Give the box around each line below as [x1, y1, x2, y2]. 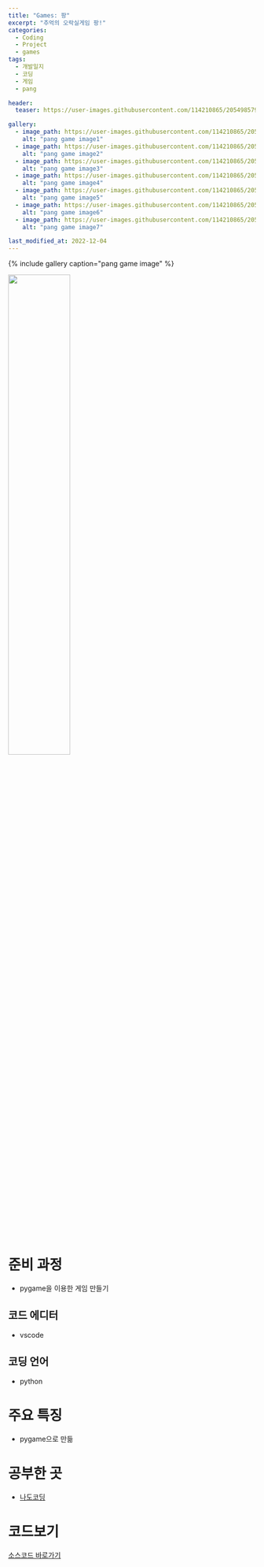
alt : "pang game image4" [22, 179, 104, 188]
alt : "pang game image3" [22, 165, 104, 173]
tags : [8, 56, 26, 64]
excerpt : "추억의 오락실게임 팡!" [8, 19, 106, 27]
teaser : [15, 106, 41, 114]
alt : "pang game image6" [22, 208, 104, 217]
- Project [15, 41, 47, 49]
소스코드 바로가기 [8, 1550, 61, 1560]
